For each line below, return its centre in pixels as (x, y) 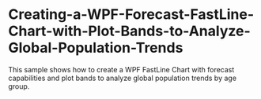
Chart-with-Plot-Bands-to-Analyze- (129, 31)
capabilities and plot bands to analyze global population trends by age (123, 78)
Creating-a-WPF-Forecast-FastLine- (131, 15)
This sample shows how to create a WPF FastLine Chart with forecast (121, 69)
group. (19, 86)
